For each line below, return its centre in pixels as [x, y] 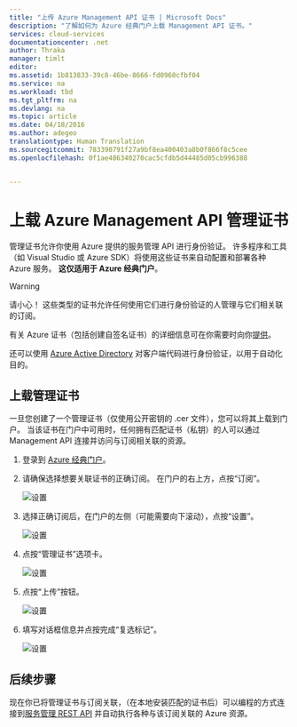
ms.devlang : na [37, 108]
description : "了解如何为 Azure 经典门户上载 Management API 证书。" [131, 26]
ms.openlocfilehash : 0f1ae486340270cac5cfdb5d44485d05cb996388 [129, 158]
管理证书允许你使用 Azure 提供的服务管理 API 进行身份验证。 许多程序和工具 [148, 246]
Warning [24, 286]
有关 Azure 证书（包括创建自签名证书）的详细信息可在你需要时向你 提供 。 [143, 335]
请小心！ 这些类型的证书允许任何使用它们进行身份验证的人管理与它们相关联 [146, 305]
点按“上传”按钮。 [53, 592]
